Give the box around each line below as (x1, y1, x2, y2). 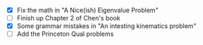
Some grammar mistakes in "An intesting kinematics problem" (16, 22, 197, 30)
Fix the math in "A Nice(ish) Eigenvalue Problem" (16, 6, 159, 14)
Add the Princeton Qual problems (16, 30, 114, 38)
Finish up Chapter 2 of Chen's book (16, 14, 121, 22)
